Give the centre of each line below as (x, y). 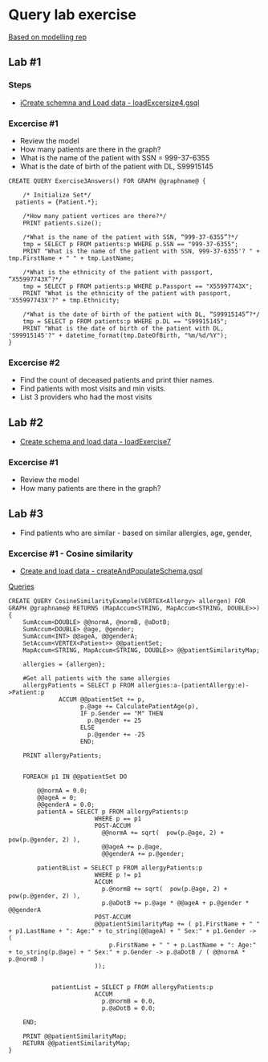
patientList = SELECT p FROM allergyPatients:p (132, 987)
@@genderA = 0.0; (66, 805)
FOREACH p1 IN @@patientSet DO (75, 777)
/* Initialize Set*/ (57, 195)
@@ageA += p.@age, (132, 847)
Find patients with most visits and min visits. (93, 389)
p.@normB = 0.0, (129, 1001)
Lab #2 (26, 422)
